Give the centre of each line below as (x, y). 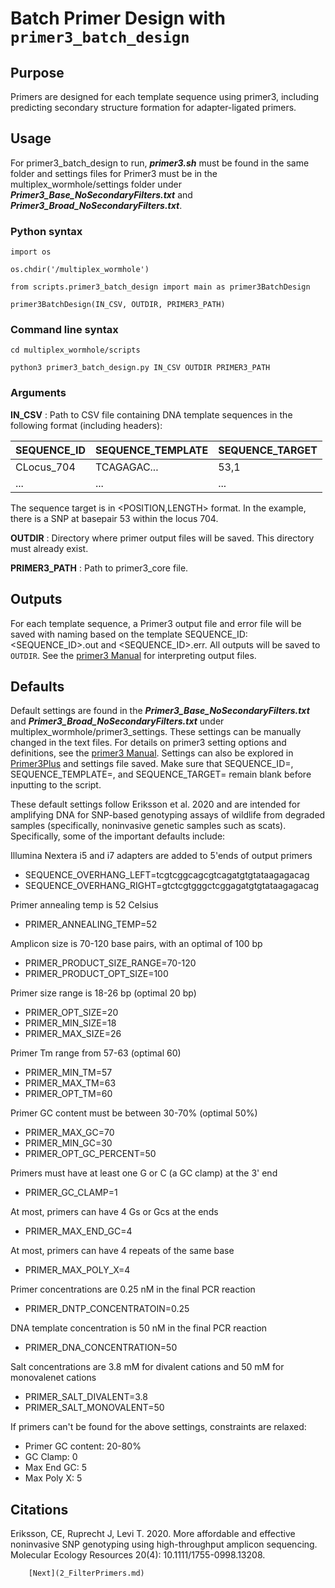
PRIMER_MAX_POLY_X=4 (77, 1270)
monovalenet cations (53, 1378)
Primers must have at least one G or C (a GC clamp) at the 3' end (144, 1173)
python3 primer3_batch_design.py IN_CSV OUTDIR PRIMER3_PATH (140, 368)
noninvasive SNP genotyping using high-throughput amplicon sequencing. (164, 1544)
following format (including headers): (86, 425)
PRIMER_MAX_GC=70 (69, 1133)
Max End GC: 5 (56, 1468)
